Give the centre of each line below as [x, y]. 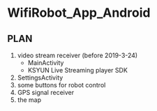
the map [29, 100]
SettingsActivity [40, 77]
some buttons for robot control [61, 85]
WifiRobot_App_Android [79, 13]
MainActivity [46, 63]
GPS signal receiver [46, 92]
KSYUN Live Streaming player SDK [77, 70]
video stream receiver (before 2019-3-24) [77, 55]
